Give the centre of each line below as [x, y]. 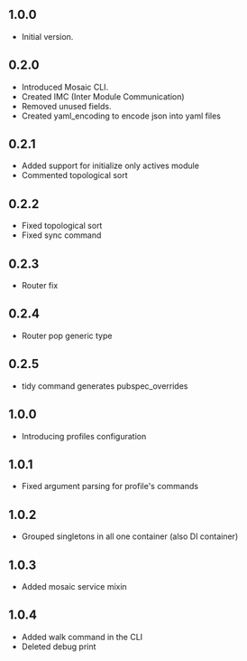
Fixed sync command [61, 235]
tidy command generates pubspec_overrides [105, 386]
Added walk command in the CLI [82, 637]
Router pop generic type [67, 335]
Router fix [40, 286]
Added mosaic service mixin [74, 586]
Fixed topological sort [62, 226]
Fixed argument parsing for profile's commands [110, 486]
